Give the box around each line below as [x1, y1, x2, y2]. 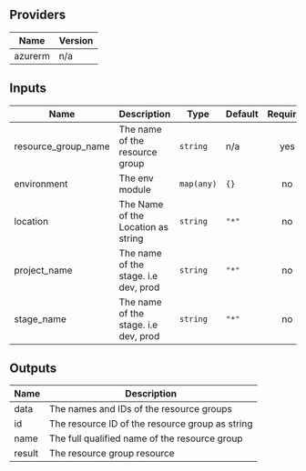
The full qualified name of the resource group [48, 432, 243, 445]
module [118, 183, 152, 195]
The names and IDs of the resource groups [48, 403, 232, 416]
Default [226, 107, 259, 120]
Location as [118, 220, 168, 233]
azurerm [14, 49, 50, 62]
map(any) [178, 178, 218, 189]
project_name [14, 264, 73, 276]
